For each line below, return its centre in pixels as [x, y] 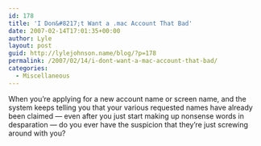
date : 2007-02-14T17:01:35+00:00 [64, 31]
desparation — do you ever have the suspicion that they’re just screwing [128, 124]
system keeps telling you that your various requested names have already [131, 107]
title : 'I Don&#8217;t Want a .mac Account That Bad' [101, 23]
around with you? [37, 133]
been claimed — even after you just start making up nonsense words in [126, 116]
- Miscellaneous [43, 76]
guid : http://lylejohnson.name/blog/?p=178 [83, 53]
